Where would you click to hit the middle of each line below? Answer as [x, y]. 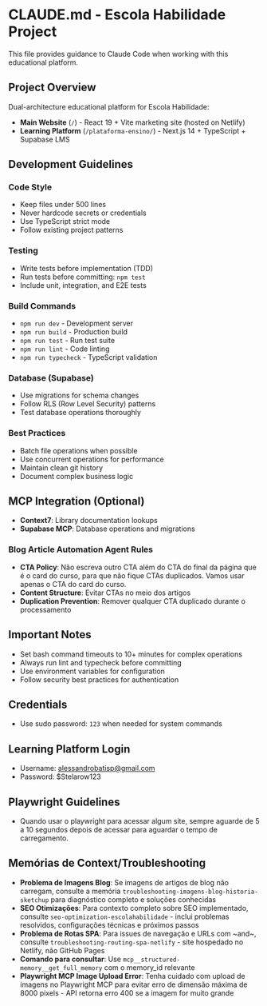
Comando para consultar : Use [71, 959]
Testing [23, 251]
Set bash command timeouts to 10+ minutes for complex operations [131, 654]
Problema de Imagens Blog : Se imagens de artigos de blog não [124, 882]
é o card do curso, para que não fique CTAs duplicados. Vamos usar [132, 575]
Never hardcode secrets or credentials [83, 213]
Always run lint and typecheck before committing [100, 662]
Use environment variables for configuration [92, 671]
